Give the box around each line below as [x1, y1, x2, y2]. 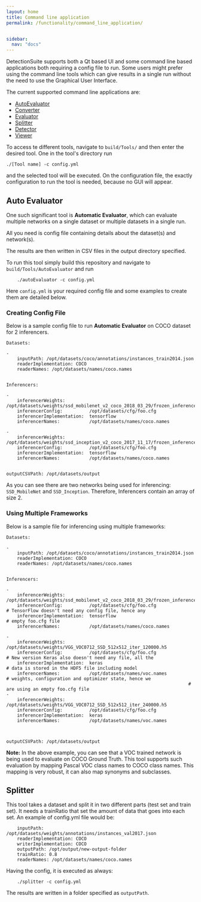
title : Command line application [6, 14, 90, 20]
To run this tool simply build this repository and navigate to [6, 258, 151, 266]
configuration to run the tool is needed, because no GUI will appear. [6, 178, 173, 185]
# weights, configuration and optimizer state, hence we [6, 675, 151, 682]
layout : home [6, 8, 39, 15]
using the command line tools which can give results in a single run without [6, 71, 191, 78]
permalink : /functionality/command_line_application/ [6, 20, 144, 26]
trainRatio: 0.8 [17, 852, 58, 858]
